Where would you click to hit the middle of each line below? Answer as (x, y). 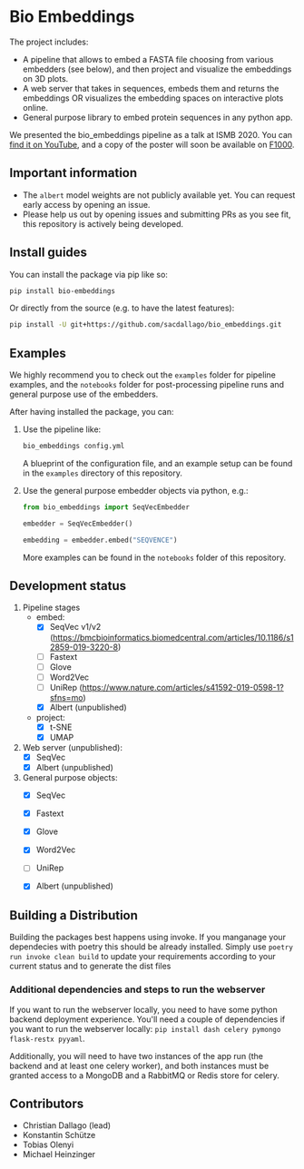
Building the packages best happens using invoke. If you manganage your (147, 938)
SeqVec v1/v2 (75, 627)
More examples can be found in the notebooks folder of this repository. (154, 557)
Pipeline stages (51, 608)
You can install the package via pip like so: (88, 274)
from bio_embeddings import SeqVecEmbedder (106, 507)
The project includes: (49, 42)
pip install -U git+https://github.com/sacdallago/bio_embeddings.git (146, 325)
